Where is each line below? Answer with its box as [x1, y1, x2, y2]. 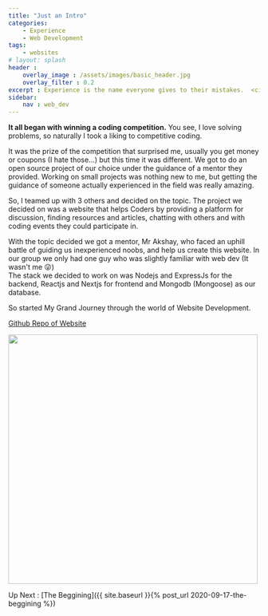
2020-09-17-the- [190, 590, 247, 600]
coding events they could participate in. [8, 221, 139, 231]
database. [8, 288, 41, 298]
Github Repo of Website [8, 318, 87, 328]
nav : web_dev [22, 101, 69, 109]
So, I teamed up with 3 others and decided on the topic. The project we [8, 196, 242, 206]
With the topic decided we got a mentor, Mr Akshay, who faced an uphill [8, 237, 246, 247]
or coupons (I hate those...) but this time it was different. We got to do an [8, 155, 247, 164]
